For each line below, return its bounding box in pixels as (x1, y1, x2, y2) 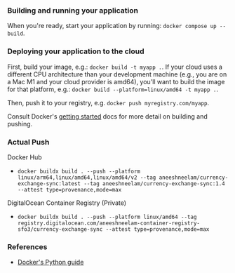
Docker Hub (7, 153, 42, 161)
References (7, 241, 48, 251)
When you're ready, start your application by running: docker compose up (7, 22, 217, 30)
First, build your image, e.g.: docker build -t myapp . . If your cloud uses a (7, 62, 223, 71)
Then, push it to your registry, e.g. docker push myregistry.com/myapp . (7, 98, 210, 107)
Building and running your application (7, 6, 139, 15)
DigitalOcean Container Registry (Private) (7, 199, 127, 207)
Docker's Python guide (17, 258, 84, 267)
